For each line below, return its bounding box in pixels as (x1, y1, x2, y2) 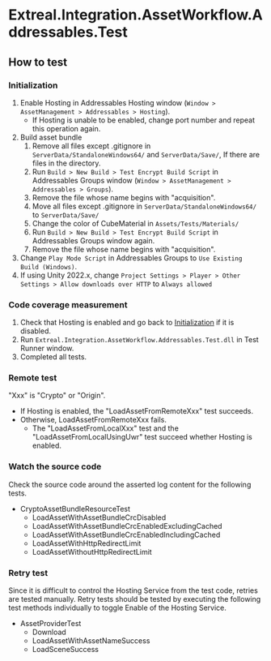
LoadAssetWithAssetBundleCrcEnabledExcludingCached (32, 521, 222, 530)
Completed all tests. (19, 352, 87, 362)
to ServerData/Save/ (32, 209, 100, 220)
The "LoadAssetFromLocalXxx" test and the (32, 423, 180, 433)
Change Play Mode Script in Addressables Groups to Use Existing (19, 253, 243, 263)
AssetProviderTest (19, 619, 82, 629)
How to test (8, 55, 67, 69)
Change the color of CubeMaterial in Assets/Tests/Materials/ (32, 218, 239, 228)
